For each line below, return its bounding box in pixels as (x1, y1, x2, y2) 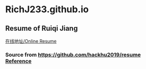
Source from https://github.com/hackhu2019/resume (5, 51, 141, 58)
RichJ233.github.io (5, 4, 89, 15)
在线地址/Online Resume (5, 38, 57, 44)
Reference (5, 57, 32, 64)
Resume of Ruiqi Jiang (5, 24, 78, 33)
